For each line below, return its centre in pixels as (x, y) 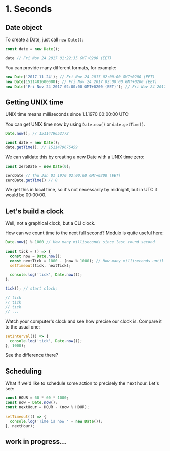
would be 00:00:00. (26, 195)
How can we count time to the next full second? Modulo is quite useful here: (84, 233)
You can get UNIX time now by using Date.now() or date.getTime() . (75, 124)
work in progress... (36, 442)
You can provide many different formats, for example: (61, 68)
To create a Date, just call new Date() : (44, 39)
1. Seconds (29, 9)
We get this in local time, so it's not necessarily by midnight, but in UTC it (81, 190)
